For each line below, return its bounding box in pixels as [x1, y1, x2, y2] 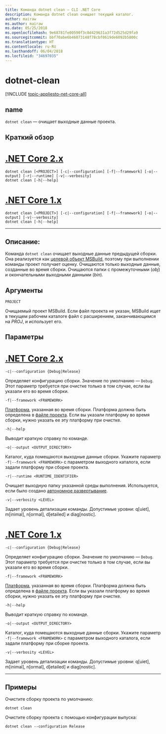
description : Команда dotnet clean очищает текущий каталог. [5, 12, 134, 17]
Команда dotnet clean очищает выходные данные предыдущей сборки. [5, 251, 157, 257]
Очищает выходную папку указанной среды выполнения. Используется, [5, 483, 159, 489]
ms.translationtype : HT [5, 40, 54, 45]
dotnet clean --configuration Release [5, 724, 85, 729]
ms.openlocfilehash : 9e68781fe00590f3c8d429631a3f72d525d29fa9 [5, 30, 138, 35]
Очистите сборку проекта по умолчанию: [5, 696, 93, 702]
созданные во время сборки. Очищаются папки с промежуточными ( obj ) [5, 266, 161, 273]
